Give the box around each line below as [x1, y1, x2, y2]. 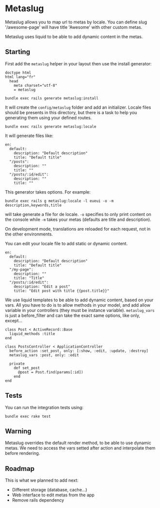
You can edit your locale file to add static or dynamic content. [5, 240, 128, 246]
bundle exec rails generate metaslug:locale [5, 124, 96, 129]
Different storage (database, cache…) [12, 487, 87, 493]
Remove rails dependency [12, 497, 64, 503]
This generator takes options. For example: [5, 189, 91, 195]
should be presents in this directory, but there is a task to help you [5, 109, 137, 115]
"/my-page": [9, 267, 34, 272]
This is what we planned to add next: [5, 477, 79, 483]
